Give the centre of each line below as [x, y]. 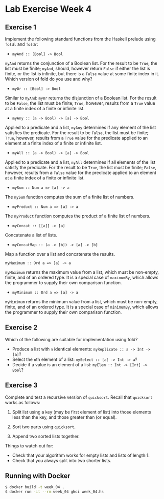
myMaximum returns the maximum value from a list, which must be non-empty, [82, 272]
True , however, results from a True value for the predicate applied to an [77, 138]
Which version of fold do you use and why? [49, 79]
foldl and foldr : [22, 44]
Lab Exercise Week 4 [48, 9]
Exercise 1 [21, 27]
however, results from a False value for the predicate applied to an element [81, 173]
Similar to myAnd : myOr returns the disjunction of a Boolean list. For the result [81, 98]
